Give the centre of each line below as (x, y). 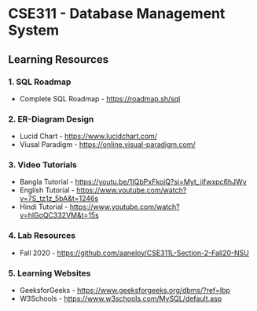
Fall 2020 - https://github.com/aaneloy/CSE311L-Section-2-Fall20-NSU (134, 253)
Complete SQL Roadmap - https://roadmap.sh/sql (100, 98)
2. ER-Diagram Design (51, 119)
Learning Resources (58, 59)
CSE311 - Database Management (117, 14)
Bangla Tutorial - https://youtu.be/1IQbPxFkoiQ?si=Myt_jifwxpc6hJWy (133, 182)
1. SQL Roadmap (40, 82)
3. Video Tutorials (42, 165)
